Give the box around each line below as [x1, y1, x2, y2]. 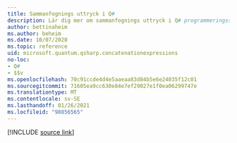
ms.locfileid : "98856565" [7, 108, 83, 116]
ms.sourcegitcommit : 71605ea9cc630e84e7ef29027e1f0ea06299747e [7, 82, 197, 89]
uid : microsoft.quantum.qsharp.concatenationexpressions [7, 50, 178, 57]
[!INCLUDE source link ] [7, 128, 75, 136]
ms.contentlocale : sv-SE [7, 96, 80, 103]
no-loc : [7, 56, 30, 63]
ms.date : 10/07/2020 [7, 37, 68, 44]
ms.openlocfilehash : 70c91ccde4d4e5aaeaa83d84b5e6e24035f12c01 [7, 75, 197, 83]
